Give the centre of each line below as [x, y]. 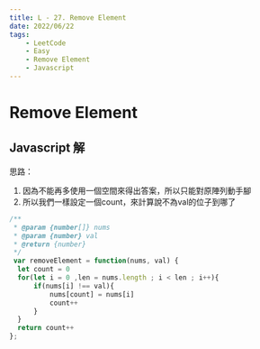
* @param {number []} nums [62, 227]
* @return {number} [50, 244]
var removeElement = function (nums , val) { [96, 261]
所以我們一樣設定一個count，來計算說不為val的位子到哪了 [129, 202]
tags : [19, 34]
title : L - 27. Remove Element [68, 18]
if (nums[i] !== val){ [74, 286]
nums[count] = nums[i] [92, 294]
